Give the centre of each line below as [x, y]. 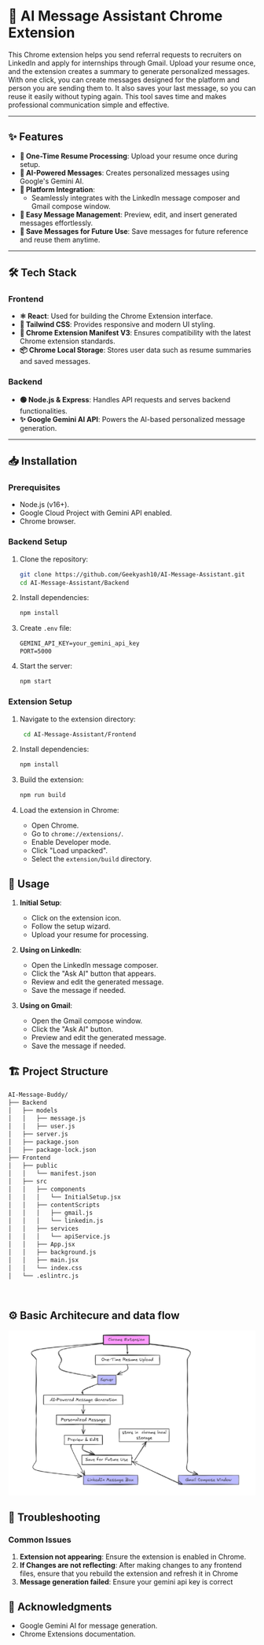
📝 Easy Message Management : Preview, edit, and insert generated [128, 214]
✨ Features [36, 137]
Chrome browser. [48, 521]
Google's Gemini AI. [51, 181]
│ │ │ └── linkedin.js [56, 1221]
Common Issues [40, 1540]
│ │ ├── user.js [42, 1126]
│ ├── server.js [38, 1134]
